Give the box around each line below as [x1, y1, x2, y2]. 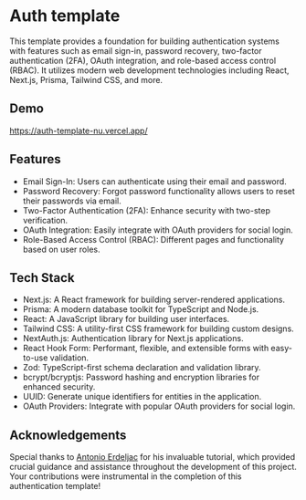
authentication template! [9, 481, 101, 492]
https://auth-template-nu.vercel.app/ [9, 125, 148, 136]
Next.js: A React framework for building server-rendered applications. [22, 294, 286, 306]
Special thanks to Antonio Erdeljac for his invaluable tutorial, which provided [9, 452, 296, 463]
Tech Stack [9, 270, 75, 286]
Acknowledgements [9, 427, 127, 443]
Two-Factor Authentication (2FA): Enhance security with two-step [22, 204, 271, 215]
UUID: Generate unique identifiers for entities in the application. [22, 391, 262, 402]
